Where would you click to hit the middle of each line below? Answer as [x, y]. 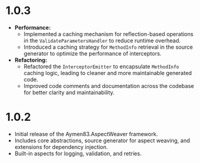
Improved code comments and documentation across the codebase [109, 85]
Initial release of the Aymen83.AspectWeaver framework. [86, 134]
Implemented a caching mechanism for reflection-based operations [108, 34]
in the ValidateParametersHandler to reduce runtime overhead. [102, 40]
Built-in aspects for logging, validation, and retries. [78, 153]
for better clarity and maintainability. [69, 92]
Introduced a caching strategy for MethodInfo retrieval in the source [108, 47]
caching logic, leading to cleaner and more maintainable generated [108, 73]
